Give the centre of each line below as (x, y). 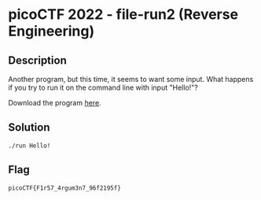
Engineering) (51, 31)
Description (37, 60)
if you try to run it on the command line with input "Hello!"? (103, 87)
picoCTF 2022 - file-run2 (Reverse (123, 15)
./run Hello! (29, 146)
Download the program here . (55, 103)
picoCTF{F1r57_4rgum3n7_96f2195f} (65, 188)
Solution (29, 128)
